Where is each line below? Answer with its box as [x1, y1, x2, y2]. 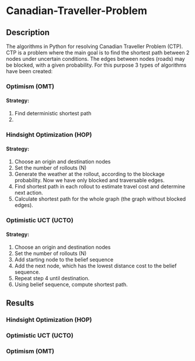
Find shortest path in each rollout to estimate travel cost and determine [14, 183, 186, 190]
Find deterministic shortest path [14, 110, 92, 117]
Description [6, 27, 50, 37]
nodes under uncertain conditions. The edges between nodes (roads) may [6, 56, 185, 62]
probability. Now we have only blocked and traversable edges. [14, 177, 165, 184]
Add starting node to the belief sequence [14, 256, 114, 263]
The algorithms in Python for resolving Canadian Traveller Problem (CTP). [6, 43, 183, 50]
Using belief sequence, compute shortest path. [14, 281, 128, 288]
